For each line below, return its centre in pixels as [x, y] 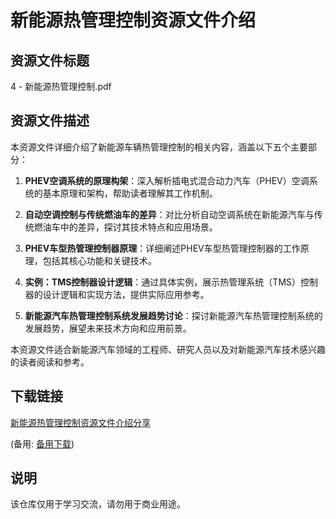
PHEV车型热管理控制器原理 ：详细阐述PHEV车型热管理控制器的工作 [162, 248]
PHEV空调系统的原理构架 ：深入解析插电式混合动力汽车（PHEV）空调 [167, 180]
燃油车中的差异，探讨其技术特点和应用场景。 [125, 227]
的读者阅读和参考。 [50, 362]
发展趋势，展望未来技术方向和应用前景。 [108, 328]
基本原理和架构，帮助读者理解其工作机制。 [130, 193]
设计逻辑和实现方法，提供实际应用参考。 [126, 294]
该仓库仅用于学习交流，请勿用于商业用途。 [98, 504]
